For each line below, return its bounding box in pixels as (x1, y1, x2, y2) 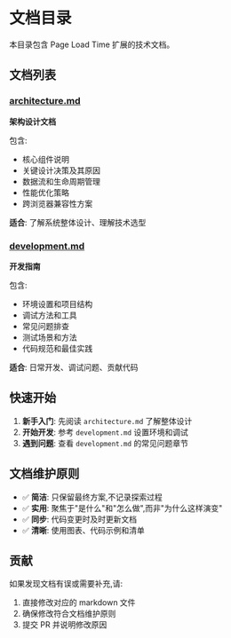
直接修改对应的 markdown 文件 (21, 597, 136, 608)
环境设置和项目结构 (21, 298, 93, 309)
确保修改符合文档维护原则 (21, 609, 116, 619)
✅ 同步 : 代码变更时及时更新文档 (21, 514, 138, 524)
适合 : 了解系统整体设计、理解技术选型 (9, 217, 147, 227)
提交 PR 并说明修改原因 (21, 619, 108, 630)
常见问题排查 (21, 320, 69, 331)
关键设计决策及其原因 (21, 165, 100, 176)
